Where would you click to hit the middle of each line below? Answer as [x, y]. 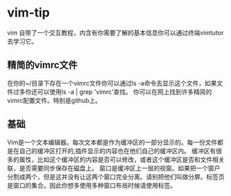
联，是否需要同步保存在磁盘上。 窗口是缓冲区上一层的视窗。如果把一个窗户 [114, 168]
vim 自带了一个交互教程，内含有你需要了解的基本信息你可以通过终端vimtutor [115, 32]
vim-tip [29, 13]
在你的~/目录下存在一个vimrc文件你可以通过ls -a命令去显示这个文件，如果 [112, 83]
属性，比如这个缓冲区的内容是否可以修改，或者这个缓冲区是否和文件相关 [122, 159]
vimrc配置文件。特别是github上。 [54, 100]
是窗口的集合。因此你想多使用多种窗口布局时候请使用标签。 [92, 185]
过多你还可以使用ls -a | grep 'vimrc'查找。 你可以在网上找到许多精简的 [112, 92]
